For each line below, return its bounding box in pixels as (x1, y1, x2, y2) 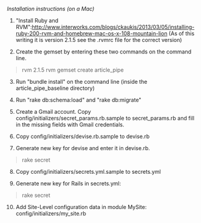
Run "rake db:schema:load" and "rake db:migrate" (15, 97, 141, 103)
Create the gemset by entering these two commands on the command (15, 48, 192, 55)
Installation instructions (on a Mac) (7, 5, 95, 12)
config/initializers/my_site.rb (15, 210, 87, 217)
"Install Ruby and (15, 17, 59, 24)
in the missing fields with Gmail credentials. (15, 121, 124, 128)
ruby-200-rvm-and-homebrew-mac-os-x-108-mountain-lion (15, 30, 168, 37)
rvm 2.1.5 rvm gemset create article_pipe (21, 66, 124, 74)
